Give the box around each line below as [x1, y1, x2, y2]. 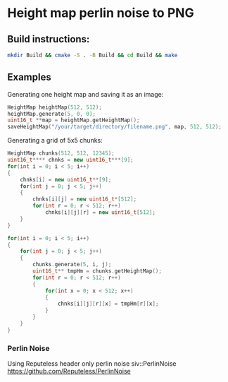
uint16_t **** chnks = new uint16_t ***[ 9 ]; [7, 157, 134, 164]
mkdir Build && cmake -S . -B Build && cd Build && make [7, 52, 178, 59]
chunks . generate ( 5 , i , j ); [32, 261, 112, 268]
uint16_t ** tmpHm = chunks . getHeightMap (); [32, 268, 162, 275]
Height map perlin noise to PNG [7, 5, 195, 21]
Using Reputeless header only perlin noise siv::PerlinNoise [7, 359, 177, 368]
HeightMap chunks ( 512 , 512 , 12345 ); [7, 150, 115, 157]
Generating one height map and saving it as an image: [7, 90, 164, 98]
